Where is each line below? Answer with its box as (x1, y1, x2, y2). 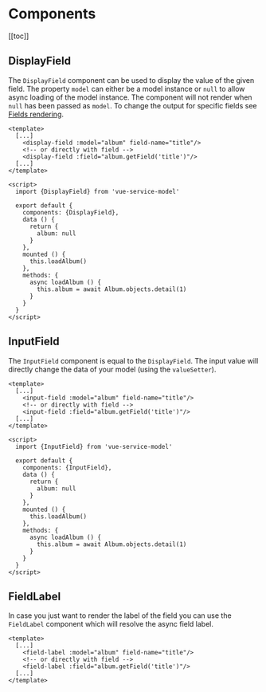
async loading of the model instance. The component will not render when (8, 92, 252, 102)
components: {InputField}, (22, 463, 112, 471)
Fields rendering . (8, 109, 65, 119)
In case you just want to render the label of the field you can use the (8, 611, 233, 620)
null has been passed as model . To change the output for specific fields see (8, 100, 257, 110)
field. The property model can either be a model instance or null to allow (8, 84, 245, 93)
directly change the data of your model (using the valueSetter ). (8, 364, 217, 374)
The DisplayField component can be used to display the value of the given (8, 75, 255, 85)
